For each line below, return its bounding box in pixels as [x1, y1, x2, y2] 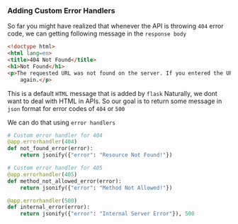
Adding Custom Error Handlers [7, 6, 115, 16]
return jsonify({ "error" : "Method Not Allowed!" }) [20, 184, 173, 191]
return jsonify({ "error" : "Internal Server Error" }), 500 [20, 210, 195, 218]
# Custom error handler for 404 [7, 132, 103, 139]
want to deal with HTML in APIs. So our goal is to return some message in [7, 97, 222, 105]
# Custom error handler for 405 [7, 164, 103, 172]
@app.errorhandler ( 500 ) [7, 197, 78, 204]
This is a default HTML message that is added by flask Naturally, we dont [7, 89, 217, 97]
